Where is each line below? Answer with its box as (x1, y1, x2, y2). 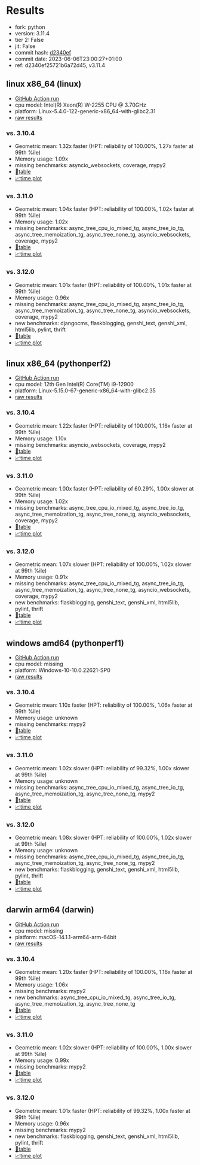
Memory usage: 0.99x (14, 1057, 70, 1064)
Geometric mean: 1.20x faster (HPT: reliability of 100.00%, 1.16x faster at (14, 969, 193, 976)
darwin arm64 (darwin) (6, 905, 94, 915)
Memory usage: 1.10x (14, 435, 67, 442)
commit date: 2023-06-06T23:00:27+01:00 (14, 55, 122, 62)
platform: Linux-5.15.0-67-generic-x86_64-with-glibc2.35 (14, 387, 156, 394)
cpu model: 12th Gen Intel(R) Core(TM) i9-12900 (14, 381, 134, 388)
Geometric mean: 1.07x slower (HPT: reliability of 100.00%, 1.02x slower (14, 561, 192, 568)
